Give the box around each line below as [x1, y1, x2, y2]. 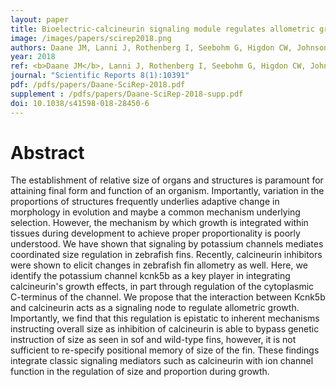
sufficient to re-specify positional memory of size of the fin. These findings [10, 344, 320, 356]
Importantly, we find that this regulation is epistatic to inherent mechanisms [10, 312, 320, 325]
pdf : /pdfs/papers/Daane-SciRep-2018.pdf [10, 80, 186, 90]
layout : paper [10, 14, 70, 25]
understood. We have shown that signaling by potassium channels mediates [10, 238, 324, 250]
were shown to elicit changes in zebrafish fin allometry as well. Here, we [10, 259, 308, 271]
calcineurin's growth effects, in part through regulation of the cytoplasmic [10, 281, 315, 293]
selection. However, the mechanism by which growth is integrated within [10, 217, 309, 229]
